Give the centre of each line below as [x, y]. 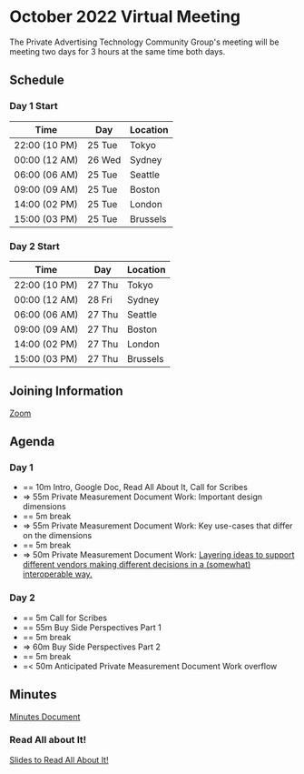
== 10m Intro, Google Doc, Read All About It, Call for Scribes [135, 488]
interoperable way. [57, 574]
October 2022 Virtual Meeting [125, 17]
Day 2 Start [35, 246]
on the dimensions [57, 536]
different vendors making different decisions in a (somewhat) [137, 565]
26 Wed [104, 159]
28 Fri [100, 299]
